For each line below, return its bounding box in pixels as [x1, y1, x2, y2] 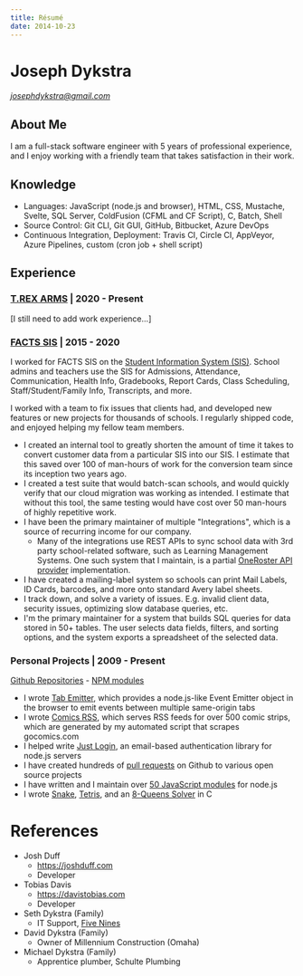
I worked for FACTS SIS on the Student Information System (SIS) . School [10, 357, 279, 368]
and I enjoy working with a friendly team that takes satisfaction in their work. [10, 150, 295, 161]
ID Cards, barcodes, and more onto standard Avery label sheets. [23, 584, 263, 595]
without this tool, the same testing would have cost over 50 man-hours [23, 497, 288, 508]
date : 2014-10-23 [10, 22, 76, 31]
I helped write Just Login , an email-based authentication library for [23, 741, 272, 751]
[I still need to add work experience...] [10, 313, 152, 324]
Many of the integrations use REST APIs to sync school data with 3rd [36, 536, 293, 547]
